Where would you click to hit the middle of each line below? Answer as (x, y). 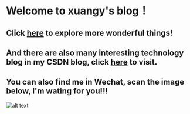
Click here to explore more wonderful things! (89, 33)
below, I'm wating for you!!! (57, 91)
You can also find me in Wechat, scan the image (95, 82)
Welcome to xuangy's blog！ (78, 11)
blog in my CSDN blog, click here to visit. (82, 62)
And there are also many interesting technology (95, 53)
